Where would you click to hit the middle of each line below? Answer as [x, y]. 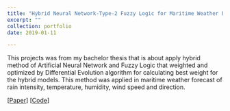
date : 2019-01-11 [32, 33]
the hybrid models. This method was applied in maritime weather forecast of [115, 80]
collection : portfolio [39, 26]
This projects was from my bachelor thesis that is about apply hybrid [104, 58]
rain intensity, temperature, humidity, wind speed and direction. [97, 87]
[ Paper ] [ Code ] [28, 101]
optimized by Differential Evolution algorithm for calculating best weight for [113, 73]
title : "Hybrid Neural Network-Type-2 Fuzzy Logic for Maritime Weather [113, 13]
